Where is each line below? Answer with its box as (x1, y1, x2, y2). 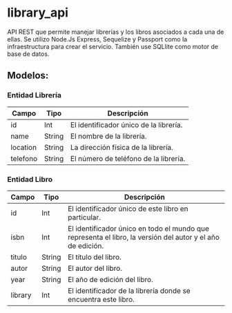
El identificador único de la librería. (70, 120, 183, 129)
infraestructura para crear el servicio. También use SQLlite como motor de (7, 42, 219, 50)
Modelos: (7, 70, 49, 82)
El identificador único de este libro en (68, 204, 188, 214)
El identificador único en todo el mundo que (68, 223, 209, 233)
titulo (10, 252, 28, 262)
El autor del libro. (68, 263, 123, 273)
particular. (68, 212, 101, 222)
